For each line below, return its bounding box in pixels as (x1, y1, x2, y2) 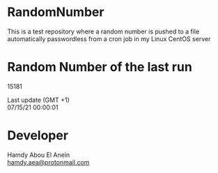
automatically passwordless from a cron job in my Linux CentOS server (7, 34, 211, 43)
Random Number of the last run (7, 59, 193, 75)
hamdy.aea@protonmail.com (7, 158, 90, 166)
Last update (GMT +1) (7, 96, 70, 104)
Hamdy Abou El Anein (7, 151, 70, 159)
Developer (7, 128, 68, 144)
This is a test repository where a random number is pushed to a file (7, 27, 200, 36)
